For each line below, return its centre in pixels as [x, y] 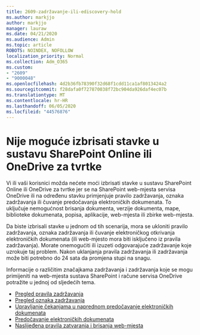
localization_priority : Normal [45, 56]
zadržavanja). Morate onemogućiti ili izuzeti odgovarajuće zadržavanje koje [99, 245]
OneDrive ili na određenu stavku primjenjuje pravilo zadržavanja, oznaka [95, 196]
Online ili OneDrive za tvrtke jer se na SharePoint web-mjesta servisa [91, 189]
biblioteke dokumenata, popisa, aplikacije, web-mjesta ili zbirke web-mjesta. [100, 215]
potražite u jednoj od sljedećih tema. [51, 282]
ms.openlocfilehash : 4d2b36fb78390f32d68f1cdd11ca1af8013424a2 [87, 84]
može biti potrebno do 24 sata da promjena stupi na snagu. [79, 258]
